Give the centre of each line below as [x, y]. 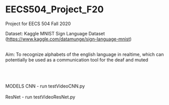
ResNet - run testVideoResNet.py [40, 97]
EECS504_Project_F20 [55, 9]
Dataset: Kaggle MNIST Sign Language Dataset [55, 33]
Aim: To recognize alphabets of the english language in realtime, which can [84, 54]
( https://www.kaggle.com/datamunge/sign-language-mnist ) [69, 39]
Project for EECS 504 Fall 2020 [38, 24]
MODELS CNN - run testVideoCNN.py [45, 86]
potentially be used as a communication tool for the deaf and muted [77, 59]
